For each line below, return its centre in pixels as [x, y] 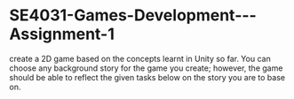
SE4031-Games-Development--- [133, 15]
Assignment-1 [62, 34]
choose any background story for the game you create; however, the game [146, 68]
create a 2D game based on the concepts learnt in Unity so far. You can [140, 58]
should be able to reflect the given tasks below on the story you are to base [147, 77]
